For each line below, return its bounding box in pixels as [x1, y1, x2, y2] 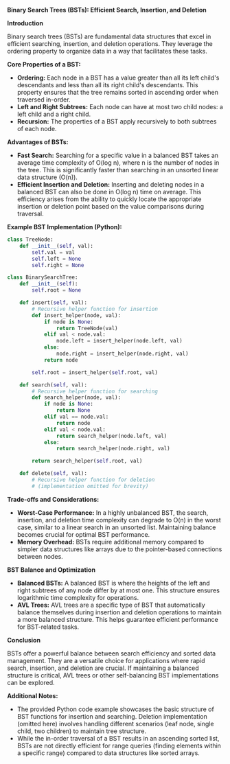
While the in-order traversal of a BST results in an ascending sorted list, [16, 734, 220, 742]
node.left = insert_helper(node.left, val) [56, 338, 183, 345]
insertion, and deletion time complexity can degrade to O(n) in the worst [16, 516, 221, 524]
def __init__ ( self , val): [19, 242, 94, 249]
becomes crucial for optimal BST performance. [16, 530, 150, 538]
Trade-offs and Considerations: [7, 495, 100, 503]
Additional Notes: [7, 691, 58, 699]
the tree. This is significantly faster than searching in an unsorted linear [16, 166, 219, 174]
